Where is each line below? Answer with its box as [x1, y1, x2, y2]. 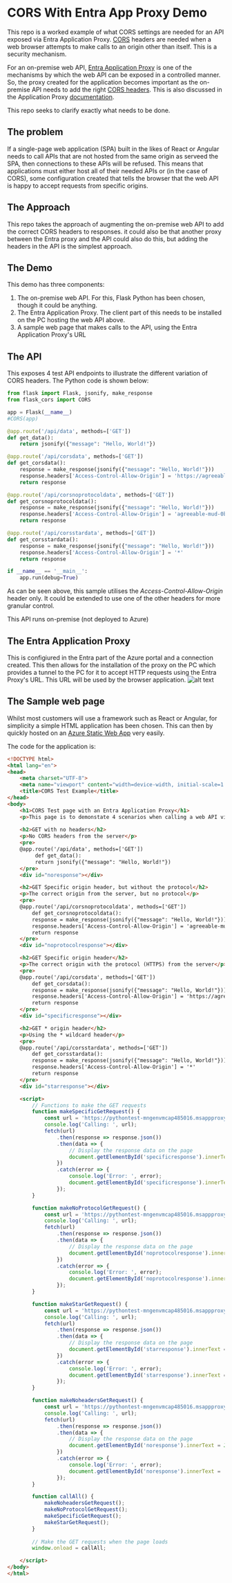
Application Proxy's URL [17, 330, 86, 339]
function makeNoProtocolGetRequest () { [32, 1204, 147, 1212]
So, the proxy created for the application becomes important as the [7, 78, 198, 86]
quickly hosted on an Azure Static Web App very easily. [7, 729, 165, 737]
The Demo [7, 262, 53, 274]
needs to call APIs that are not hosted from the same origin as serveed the [7, 152, 219, 160]
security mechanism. [7, 50, 67, 58]
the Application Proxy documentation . [7, 92, 115, 101]
